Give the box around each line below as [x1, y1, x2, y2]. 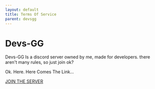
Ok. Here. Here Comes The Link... [5, 69, 74, 75]
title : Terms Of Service [5, 12, 57, 17]
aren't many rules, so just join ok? [5, 59, 74, 65]
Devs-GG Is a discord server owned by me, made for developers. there [5, 54, 151, 60]
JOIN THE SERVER [5, 79, 43, 85]
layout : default [5, 7, 39, 12]
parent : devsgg [5, 16, 37, 21]
